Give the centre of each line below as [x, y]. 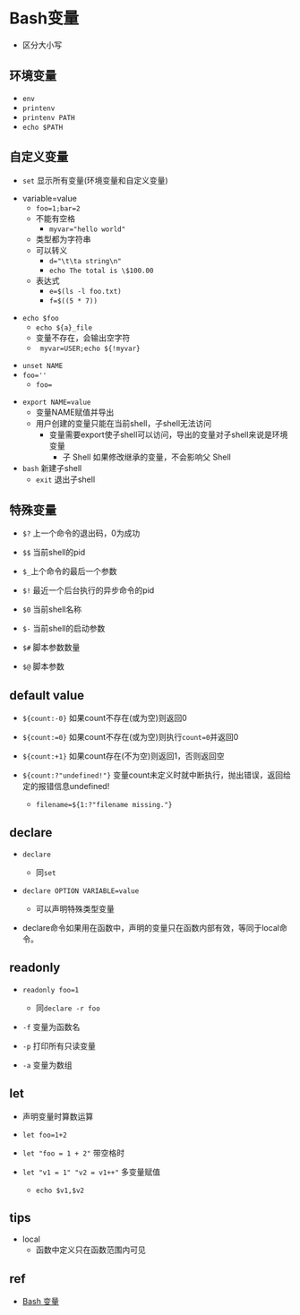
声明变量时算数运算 [58, 1116]
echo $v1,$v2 [60, 1190]
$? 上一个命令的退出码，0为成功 [81, 533]
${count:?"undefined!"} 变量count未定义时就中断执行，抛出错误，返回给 [156, 775]
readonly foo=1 [51, 990]
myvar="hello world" [87, 229]
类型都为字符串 [63, 239]
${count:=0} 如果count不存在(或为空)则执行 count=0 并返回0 [130, 737]
